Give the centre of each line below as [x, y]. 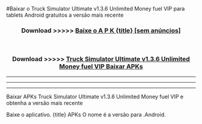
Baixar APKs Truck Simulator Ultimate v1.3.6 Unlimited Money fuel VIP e [95, 96]
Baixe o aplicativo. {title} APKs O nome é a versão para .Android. [86, 114]
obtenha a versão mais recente [44, 103]
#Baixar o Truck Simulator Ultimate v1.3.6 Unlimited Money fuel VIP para [96, 9]
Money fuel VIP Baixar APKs [101, 66]
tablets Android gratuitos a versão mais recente [65, 15]
